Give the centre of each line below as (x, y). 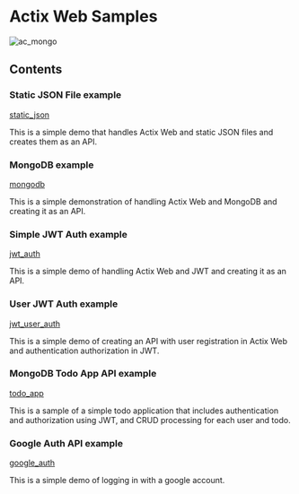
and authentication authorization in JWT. (84, 351)
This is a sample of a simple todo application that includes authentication (144, 411)
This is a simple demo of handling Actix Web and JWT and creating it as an (148, 272)
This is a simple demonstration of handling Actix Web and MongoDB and (143, 201)
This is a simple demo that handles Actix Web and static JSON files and (141, 132)
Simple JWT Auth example (69, 234)
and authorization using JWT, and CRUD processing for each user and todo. (150, 420)
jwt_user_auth (35, 324)
